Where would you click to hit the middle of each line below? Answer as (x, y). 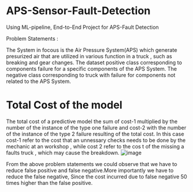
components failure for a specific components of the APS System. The (91, 68)
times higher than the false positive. (49, 183)
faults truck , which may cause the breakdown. (63, 153)
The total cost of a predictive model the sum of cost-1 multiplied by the (92, 121)
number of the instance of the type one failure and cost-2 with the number (96, 127)
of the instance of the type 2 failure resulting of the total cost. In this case (95, 134)
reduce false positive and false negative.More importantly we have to (90, 170)
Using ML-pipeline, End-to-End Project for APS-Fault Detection (82, 27)
